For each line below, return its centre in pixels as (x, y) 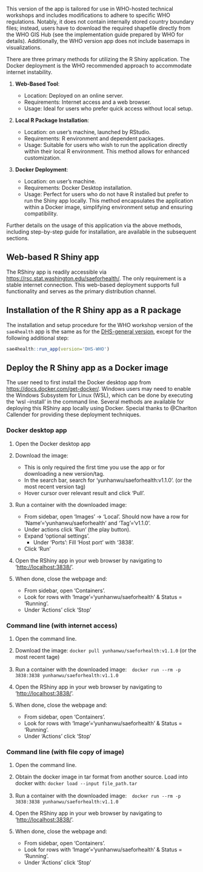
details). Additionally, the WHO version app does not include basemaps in (98, 41)
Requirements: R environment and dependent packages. (95, 138)
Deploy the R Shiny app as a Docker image (87, 367)
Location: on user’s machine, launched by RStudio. (87, 132)
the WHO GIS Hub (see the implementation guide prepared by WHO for (95, 35)
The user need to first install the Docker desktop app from (79, 382)
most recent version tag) (55, 486)
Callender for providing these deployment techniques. (74, 414)
